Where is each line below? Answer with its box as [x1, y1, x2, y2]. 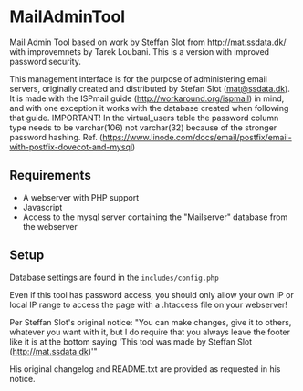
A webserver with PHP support [22, 191, 140, 202]
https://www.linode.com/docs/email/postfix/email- [101, 131, 292, 142]
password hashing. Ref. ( [9, 131, 103, 142]
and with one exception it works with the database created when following [9, 102, 289, 113]
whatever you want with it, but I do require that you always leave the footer [9, 326, 290, 337]
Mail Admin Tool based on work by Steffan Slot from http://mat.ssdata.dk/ [9, 36, 287, 47]
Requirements [9, 168, 91, 183]
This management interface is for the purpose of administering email [9, 73, 267, 84]
